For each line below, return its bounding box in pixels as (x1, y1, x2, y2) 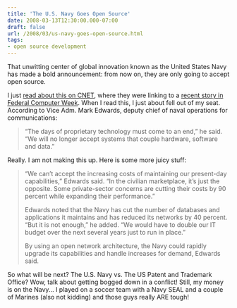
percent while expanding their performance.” (24, 192, 155, 200)
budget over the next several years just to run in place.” (24, 228, 186, 236)
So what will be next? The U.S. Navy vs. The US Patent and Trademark (7, 271, 212, 278)
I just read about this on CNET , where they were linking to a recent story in (7, 91, 224, 99)
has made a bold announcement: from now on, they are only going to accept (7, 70, 230, 78)
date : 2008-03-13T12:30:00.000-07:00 (7, 17, 119, 24)
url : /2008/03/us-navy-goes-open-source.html (7, 30, 143, 37)
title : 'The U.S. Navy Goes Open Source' (7, 10, 131, 18)
